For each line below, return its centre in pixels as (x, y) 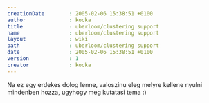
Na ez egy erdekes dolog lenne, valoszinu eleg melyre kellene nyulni (105, 84)
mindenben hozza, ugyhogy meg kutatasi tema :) (77, 92)
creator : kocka (49, 65)
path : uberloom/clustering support (83, 46)
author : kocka (49, 20)
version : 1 (43, 59)
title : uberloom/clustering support (83, 26)
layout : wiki (48, 39)
